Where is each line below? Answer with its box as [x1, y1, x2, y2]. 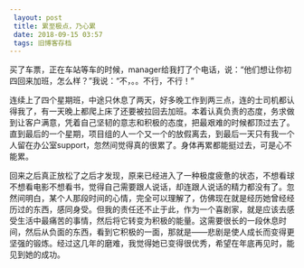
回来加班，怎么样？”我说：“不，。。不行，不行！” [16, 76, 195, 87]
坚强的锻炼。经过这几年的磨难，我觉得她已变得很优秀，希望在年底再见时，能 [9, 238, 295, 249]
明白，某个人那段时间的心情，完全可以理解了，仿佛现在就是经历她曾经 [24, 193, 287, 204]
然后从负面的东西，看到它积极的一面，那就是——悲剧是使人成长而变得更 [24, 226, 295, 237]
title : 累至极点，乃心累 [13, 22, 97, 31]
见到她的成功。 [9, 249, 65, 260]
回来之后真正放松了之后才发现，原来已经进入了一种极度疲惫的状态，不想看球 [9, 171, 295, 181]
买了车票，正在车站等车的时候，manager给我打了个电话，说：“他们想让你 [9, 64, 284, 75]
